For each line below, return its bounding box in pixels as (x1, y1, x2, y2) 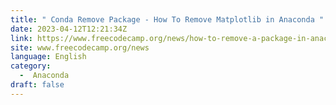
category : (10, 61, 52, 71)
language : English (10, 52, 87, 62)
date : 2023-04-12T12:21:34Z (10, 24, 128, 34)
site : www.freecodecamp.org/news (10, 42, 150, 53)
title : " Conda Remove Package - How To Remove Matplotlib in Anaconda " (10, 14, 325, 25)
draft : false (10, 80, 65, 90)
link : (10, 33, 33, 43)
